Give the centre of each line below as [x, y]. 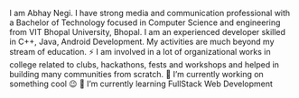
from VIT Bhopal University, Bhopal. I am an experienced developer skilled [148, 32]
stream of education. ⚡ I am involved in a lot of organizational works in [140, 52]
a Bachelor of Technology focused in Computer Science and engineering [145, 22]
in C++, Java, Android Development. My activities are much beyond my [142, 41]
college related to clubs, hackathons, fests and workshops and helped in [145, 65]
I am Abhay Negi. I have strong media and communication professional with [150, 13]
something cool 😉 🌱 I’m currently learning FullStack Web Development [141, 84]
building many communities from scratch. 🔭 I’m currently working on [136, 74]
